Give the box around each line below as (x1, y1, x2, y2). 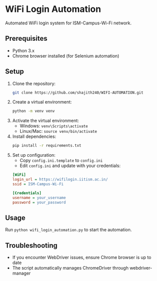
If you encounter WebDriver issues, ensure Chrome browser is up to (12, 255, 152, 261)
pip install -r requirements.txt (12, 143, 82, 148)
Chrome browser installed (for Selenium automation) (12, 53, 120, 59)
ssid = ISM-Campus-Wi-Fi (12, 182, 64, 187)
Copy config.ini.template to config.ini (19, 158, 103, 164)
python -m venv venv (12, 108, 55, 114)
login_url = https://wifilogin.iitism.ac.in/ (12, 177, 108, 182)
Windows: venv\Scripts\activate (19, 123, 88, 129)
